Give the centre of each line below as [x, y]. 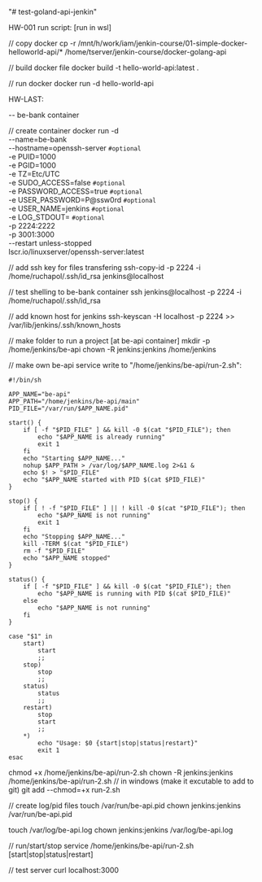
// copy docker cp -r [42, 43]
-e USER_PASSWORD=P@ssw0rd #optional [83, 200]
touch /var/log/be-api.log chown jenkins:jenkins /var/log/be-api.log [121, 830]
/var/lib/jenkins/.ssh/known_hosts [65, 325]
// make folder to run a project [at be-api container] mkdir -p [109, 341]
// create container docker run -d [64, 131]
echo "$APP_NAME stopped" [67, 558]
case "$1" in [31, 636]
